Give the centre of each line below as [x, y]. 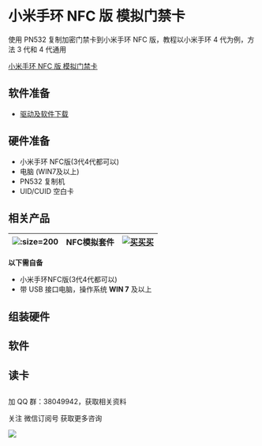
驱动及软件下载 [44, 113]
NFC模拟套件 [90, 243]
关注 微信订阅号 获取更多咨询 [55, 418]
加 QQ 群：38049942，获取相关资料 [67, 401]
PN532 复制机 [42, 181]
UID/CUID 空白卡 [47, 191]
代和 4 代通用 [45, 49]
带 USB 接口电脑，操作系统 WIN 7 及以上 [86, 289]
